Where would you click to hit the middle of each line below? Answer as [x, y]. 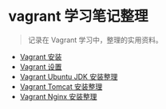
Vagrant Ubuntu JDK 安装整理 [69, 76]
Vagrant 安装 [41, 56]
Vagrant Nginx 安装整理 [58, 96]
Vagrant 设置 [41, 66]
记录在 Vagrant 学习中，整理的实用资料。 [95, 40]
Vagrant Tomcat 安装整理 [61, 86]
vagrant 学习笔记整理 [79, 16]
